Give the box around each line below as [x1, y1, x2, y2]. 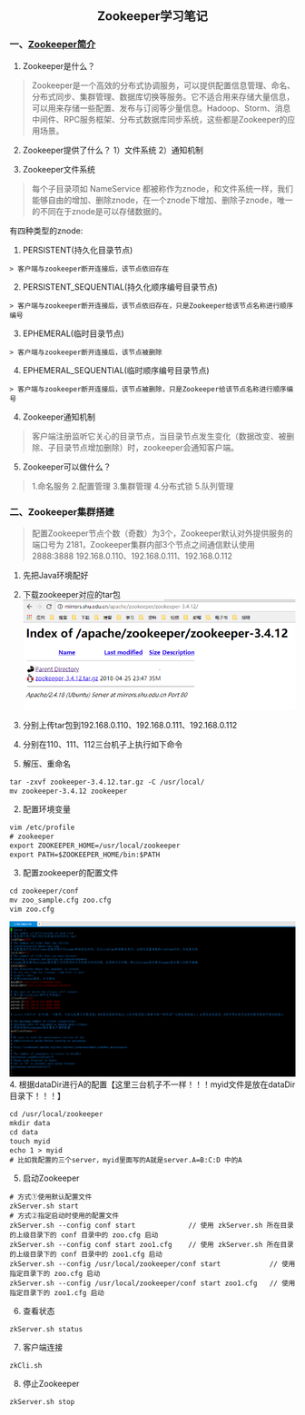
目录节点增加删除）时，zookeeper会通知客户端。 [55, 441, 239, 452]
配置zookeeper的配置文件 [22, 866, 119, 878]
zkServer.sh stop [9, 1397, 75, 1406]
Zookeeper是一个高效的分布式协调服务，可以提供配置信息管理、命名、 [31, 80, 296, 91]
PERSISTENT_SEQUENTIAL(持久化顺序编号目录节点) [22, 281, 218, 292]
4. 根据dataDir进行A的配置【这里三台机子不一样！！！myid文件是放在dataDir [9, 1079, 296, 1090]
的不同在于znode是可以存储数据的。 [31, 205, 167, 216]
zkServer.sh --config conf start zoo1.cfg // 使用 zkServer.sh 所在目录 [9, 1240, 294, 1249]
